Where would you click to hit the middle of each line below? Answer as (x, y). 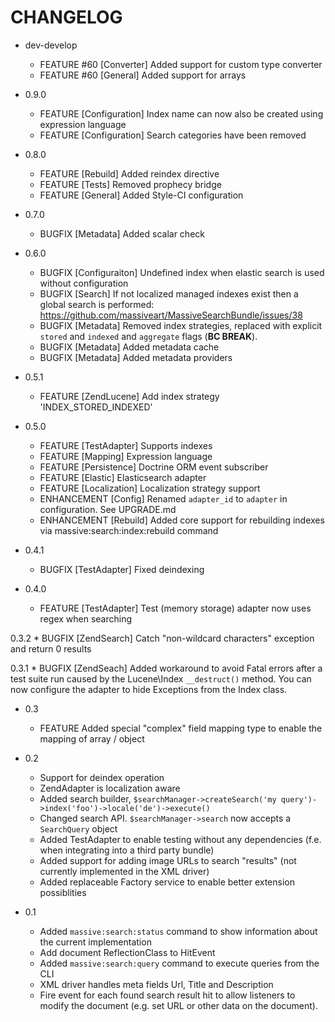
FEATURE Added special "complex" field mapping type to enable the (181, 728)
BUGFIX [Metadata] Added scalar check (122, 233)
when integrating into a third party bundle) (127, 850)
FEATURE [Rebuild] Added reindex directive (129, 173)
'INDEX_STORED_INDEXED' (96, 407)
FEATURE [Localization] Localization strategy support (150, 488)
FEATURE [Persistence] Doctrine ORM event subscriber (154, 467)
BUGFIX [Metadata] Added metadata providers (136, 357)
